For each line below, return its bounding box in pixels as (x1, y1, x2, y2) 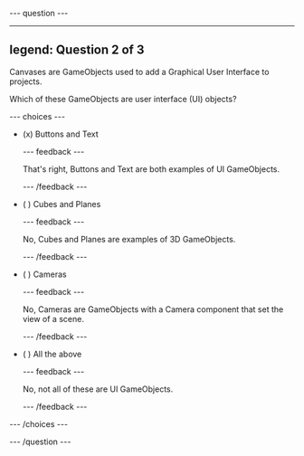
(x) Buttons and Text (22, 128, 99, 139)
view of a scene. (22, 313, 84, 324)
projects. (9, 76, 43, 87)
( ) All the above (22, 348, 82, 359)
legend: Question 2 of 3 (9, 43, 145, 58)
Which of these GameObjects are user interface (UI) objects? (9, 93, 237, 104)
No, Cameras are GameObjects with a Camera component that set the (22, 303, 284, 315)
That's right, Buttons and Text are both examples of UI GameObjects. (22, 163, 280, 175)
